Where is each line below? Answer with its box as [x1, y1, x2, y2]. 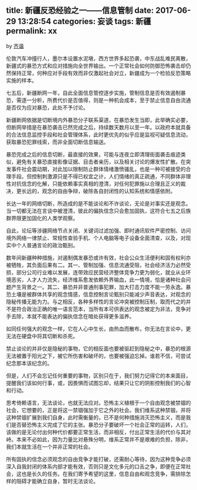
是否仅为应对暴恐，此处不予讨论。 [6, 104, 89, 111]
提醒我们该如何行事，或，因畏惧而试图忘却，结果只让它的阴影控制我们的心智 [6, 379, 191, 386]
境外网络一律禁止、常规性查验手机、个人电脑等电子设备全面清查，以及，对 [6, 234, 186, 241]
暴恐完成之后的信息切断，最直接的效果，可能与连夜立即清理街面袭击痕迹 [6, 151, 181, 158]
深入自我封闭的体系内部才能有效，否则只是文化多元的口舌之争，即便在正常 [6, 462, 186, 470]
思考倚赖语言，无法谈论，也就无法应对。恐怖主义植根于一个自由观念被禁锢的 [6, 399, 191, 406]
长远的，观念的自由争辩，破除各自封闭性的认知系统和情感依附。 [21, 187, 176, 195]
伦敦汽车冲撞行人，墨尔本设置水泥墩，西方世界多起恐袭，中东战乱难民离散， [6, 55, 191, 62]
